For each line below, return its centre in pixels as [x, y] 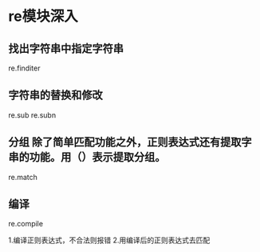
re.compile [26, 224]
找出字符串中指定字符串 [66, 48]
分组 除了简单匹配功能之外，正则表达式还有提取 [125, 142]
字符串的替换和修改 [55, 96]
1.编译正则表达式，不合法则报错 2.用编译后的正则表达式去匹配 [109, 240]
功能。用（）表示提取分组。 [97, 157]
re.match [23, 177]
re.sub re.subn [32, 115]
